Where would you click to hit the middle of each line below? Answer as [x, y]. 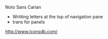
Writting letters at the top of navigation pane [58, 17]
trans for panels [29, 22]
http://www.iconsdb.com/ [31, 31]
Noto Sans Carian [23, 7]
